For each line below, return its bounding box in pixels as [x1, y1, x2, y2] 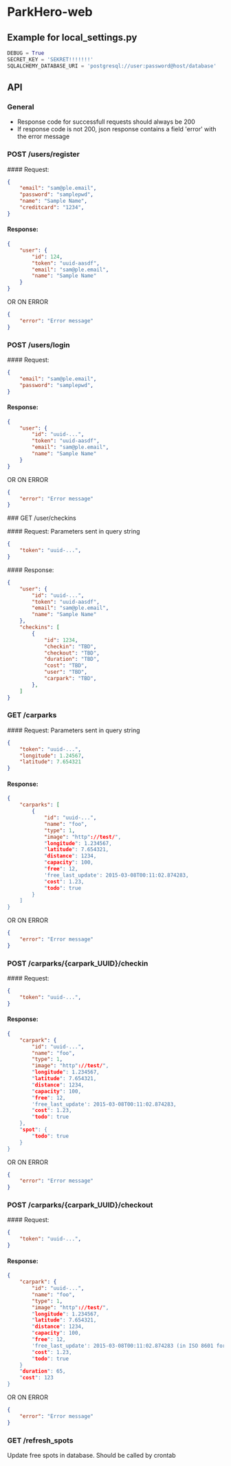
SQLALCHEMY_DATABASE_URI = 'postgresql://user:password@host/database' [7, 63, 217, 69]
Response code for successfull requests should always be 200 [16, 118, 196, 126]
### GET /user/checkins [7, 514, 77, 523]
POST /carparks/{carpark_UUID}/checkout [7, 1201, 153, 1210]
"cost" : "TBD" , [43, 662, 88, 669]
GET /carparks [7, 710, 57, 720]
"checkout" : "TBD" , [43, 649, 100, 657]
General [7, 102, 34, 111]
